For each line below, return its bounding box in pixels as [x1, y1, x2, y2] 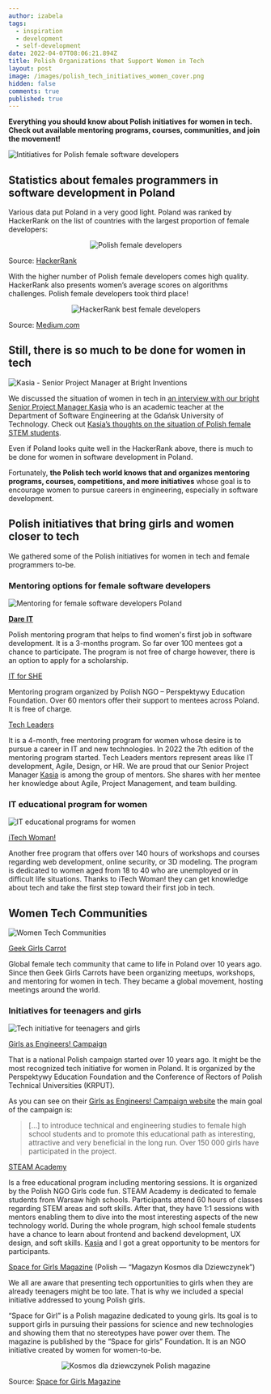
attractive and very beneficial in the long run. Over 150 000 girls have [28, 1138, 260, 1148]
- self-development [15, 42, 82, 50]
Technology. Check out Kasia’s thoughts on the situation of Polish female [8, 419, 252, 429]
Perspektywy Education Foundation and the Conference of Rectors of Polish [8, 1072, 263, 1082]
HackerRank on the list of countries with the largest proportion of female [8, 216, 250, 226]
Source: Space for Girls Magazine [8, 1377, 121, 1387]
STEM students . [8, 427, 62, 437]
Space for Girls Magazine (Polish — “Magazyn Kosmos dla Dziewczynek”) [8, 1262, 256, 1272]
